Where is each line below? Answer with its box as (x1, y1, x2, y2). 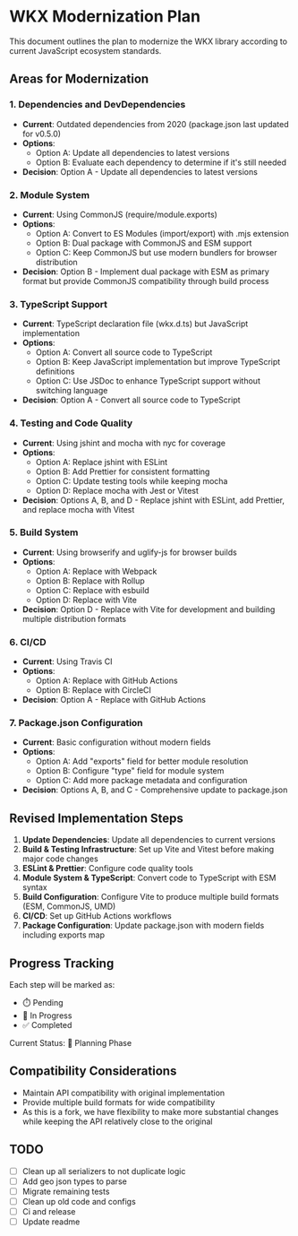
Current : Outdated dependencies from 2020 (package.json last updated (21, 118, 289, 129)
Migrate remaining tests (21, 1186, 110, 1197)
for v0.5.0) (21, 128, 61, 139)
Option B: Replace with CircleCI (35, 685, 152, 696)
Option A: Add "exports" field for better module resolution (35, 756, 249, 767)
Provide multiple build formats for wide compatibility (21, 1096, 216, 1108)
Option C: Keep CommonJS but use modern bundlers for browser (35, 246, 277, 257)
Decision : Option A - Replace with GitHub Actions (21, 695, 206, 705)
